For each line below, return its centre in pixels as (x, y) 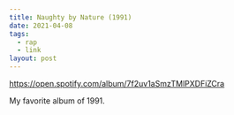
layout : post (33, 58)
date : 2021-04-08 (41, 26)
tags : (19, 34)
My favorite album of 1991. (57, 101)
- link (29, 50)
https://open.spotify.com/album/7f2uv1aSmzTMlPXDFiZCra (117, 84)
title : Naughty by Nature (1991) (71, 17)
